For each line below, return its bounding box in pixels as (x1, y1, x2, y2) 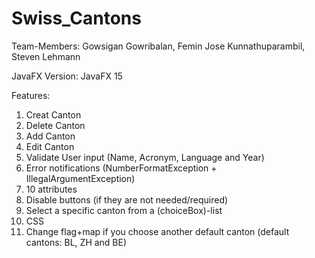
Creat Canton (25, 108, 82, 121)
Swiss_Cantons (11, 7, 142, 30)
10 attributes (25, 183, 78, 195)
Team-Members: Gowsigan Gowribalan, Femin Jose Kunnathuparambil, (11, 40, 306, 52)
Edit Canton (25, 140, 75, 152)
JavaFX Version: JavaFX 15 (11, 70, 123, 82)
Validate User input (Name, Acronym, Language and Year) (25, 151, 265, 163)
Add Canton (25, 130, 76, 142)
